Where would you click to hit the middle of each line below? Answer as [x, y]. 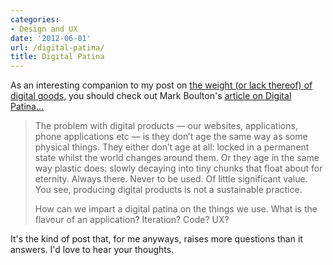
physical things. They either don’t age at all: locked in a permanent [172, 147]
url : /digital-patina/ [57, 47]
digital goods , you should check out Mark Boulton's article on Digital [151, 96]
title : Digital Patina [57, 57]
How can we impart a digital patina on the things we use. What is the [176, 209]
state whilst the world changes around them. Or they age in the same [177, 158]
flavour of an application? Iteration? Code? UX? [132, 220]
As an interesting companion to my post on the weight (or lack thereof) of [161, 85]
